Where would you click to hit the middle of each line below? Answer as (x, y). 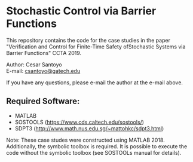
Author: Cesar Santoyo (34, 65)
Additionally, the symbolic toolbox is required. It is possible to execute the (97, 146)
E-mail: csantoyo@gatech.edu (43, 71)
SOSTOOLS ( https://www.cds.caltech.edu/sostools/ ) (79, 122)
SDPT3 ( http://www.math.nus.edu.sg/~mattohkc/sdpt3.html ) (89, 128)
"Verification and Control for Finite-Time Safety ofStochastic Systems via (96, 47)
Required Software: (43, 101)
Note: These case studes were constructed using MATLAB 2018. (86, 140)
